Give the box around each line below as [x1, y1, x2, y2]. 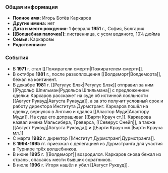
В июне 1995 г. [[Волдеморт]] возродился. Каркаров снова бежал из [12, 151, 161, 157]
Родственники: [12, 42, 46, 48]
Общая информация [5, 4, 58, 11]
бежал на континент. [12, 76, 58, 82]
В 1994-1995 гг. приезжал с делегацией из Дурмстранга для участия [12, 140, 163, 146]
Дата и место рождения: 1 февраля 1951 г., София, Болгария [12, 26, 145, 32]
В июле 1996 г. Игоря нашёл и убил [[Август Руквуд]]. [12, 162, 129, 168]
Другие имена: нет [12, 20, 55, 26]
